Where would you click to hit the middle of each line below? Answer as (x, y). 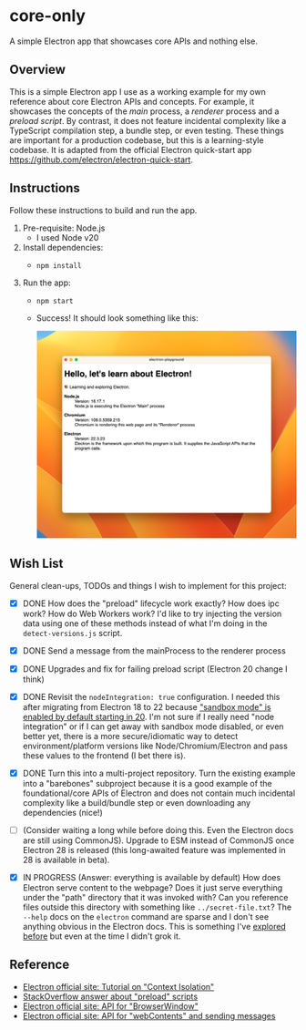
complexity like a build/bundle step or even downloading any (137, 802)
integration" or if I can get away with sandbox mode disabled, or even (153, 726)
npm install (59, 265)
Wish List (36, 564)
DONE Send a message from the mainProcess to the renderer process (154, 650)
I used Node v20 (67, 237)
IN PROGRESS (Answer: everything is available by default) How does (152, 877)
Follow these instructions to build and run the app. (103, 210)
